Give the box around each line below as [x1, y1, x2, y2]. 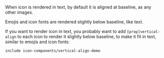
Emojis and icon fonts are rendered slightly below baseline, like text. [5, 19, 143, 25]
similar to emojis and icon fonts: [5, 39, 70, 45]
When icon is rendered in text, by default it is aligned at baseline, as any [5, 4, 152, 10]
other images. [5, 9, 34, 15]
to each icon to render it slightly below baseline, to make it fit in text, [17, 34, 157, 39]
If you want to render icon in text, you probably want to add [5, 29, 126, 34]
